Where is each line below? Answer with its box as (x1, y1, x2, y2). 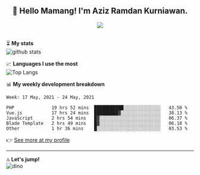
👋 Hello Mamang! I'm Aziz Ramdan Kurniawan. (12, 6, 188, 16)
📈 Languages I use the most (6, 60, 79, 67)
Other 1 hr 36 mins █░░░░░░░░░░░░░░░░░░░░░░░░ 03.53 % (6, 126, 187, 132)
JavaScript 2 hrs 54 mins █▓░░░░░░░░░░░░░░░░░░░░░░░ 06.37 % (6, 115, 187, 121)
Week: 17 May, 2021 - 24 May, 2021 (6, 94, 95, 100)
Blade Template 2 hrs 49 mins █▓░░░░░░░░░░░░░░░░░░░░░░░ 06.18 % (6, 120, 187, 126)
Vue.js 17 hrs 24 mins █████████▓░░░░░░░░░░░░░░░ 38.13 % (6, 110, 187, 116)
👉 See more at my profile (6, 136, 70, 143)
